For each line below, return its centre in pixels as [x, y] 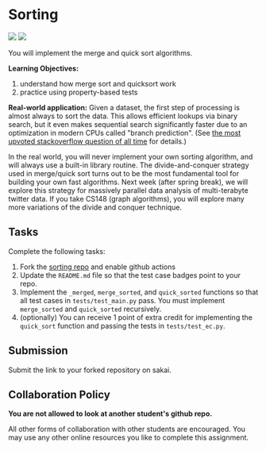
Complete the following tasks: [57, 251]
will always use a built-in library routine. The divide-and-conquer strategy [129, 165]
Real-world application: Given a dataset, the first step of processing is [124, 107]
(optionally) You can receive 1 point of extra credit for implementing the [136, 317]
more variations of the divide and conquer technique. [95, 207]
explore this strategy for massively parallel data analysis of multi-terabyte [128, 190]
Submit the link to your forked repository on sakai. [90, 370]
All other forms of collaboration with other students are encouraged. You [127, 429]
